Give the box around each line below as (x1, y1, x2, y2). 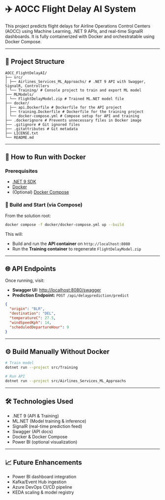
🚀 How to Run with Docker (5, 153, 86, 162)
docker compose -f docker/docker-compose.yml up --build (5, 222, 124, 227)
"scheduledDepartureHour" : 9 (9, 325, 69, 330)
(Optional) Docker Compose (12, 189, 69, 195)
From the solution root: (5, 213, 51, 219)
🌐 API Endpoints (5, 265, 56, 273)
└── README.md (5, 135, 34, 140)
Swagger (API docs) (12, 428, 53, 434)
